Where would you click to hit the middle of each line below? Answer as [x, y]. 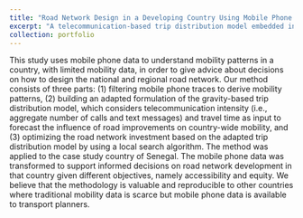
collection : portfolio [52, 34]
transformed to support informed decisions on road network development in [151, 166]
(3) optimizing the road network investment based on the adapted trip [139, 137]
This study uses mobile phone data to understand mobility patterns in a [142, 61]
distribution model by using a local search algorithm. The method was [139, 147]
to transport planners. [50, 204]
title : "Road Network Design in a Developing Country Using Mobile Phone [151, 18]
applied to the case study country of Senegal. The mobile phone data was [147, 156]
